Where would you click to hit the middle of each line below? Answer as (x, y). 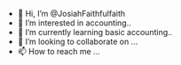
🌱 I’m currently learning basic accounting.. (95, 32)
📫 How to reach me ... (59, 51)
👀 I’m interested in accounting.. (74, 23)
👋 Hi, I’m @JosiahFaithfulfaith (71, 14)
